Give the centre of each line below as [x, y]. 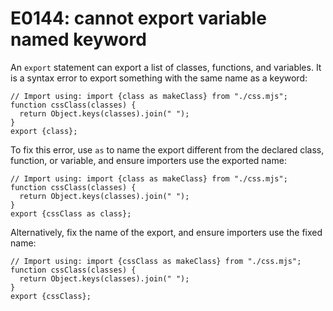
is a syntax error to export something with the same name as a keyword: [159, 78]
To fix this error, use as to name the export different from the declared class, [167, 149]
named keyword [78, 39]
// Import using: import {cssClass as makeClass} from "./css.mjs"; [156, 261]
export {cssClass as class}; [71, 213]
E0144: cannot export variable [138, 18]
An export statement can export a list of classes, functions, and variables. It [166, 67]
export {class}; [44, 131]
